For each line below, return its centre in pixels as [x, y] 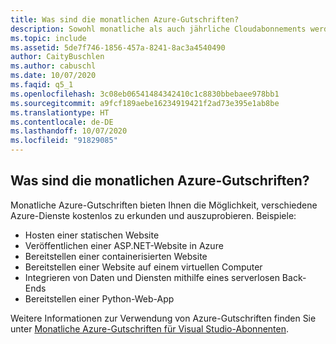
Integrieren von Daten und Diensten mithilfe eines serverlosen [152, 277]
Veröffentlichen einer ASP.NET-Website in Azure [124, 245]
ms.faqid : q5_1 [42, 85]
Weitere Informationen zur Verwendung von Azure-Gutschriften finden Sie [163, 318]
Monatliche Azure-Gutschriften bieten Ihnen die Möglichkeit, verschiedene [164, 205]
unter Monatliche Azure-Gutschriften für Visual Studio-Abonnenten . [150, 328]
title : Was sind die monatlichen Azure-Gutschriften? [125, 19]
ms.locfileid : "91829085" [64, 141]
